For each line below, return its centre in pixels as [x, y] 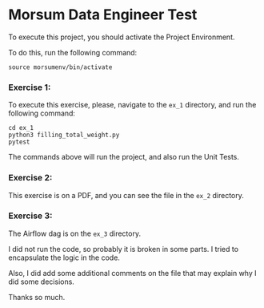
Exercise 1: [30, 87]
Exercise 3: [30, 216]
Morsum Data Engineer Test [103, 15]
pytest [19, 142]
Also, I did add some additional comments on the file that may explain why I [133, 273]
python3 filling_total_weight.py [64, 135]
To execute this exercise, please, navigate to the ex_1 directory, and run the [132, 105]
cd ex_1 [21, 128]
